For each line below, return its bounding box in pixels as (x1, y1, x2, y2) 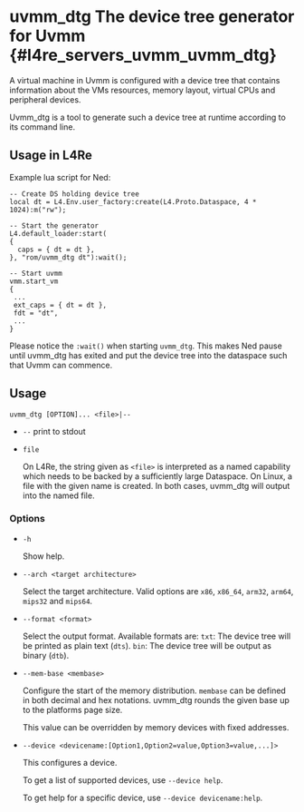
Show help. (22, 551, 65, 562)
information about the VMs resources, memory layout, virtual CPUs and (9, 84, 276, 95)
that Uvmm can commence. (9, 359, 113, 370)
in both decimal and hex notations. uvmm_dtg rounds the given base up (22, 694, 290, 705)
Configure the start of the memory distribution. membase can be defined (22, 685, 287, 696)
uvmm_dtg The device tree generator (9, 6, 295, 27)
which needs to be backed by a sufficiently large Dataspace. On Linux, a (22, 470, 292, 482)
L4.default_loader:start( (9, 229, 107, 238)
